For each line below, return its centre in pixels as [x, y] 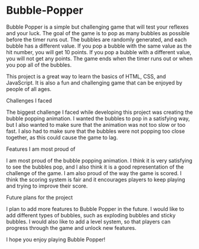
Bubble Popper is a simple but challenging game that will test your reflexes [97, 27]
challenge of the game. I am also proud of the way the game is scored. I [94, 173]
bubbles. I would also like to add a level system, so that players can [89, 222]
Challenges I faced [29, 100]
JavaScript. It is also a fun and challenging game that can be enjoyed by [94, 83]
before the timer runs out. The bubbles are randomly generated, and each [97, 39]
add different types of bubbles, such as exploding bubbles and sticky [91, 215]
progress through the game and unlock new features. [71, 228]
